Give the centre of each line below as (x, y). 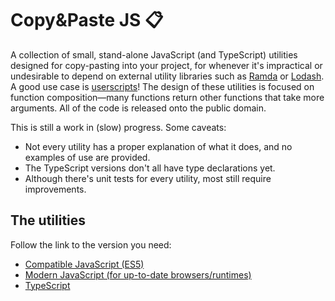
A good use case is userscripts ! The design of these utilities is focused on (162, 86)
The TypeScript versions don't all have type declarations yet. (150, 168)
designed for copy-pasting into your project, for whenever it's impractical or (166, 65)
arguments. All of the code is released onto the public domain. (138, 108)
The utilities (48, 220)
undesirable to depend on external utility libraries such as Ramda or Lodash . (167, 76)
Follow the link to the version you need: (91, 244)
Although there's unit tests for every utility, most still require (148, 178)
